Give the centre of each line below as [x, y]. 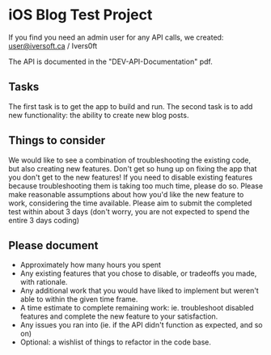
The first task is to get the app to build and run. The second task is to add [131, 106]
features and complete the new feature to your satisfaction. [119, 316]
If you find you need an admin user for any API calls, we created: [116, 37]
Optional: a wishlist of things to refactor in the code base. [116, 342]
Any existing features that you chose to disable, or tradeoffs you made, [138, 273]
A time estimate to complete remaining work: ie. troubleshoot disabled [137, 308]
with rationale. [44, 282]
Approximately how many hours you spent [91, 265]
